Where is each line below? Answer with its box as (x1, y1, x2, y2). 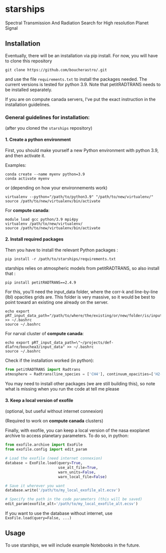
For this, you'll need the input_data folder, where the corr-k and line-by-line (5, 289, 158, 295)
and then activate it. (5, 152, 45, 159)
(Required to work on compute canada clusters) (5, 418, 104, 424)
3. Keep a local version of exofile (5, 397, 74, 403)
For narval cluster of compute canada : (5, 331, 84, 337)
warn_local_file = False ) (58, 474, 107, 479)
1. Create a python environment (5, 136, 71, 142)
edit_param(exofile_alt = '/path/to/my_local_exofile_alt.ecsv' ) (5, 502, 138, 506)
